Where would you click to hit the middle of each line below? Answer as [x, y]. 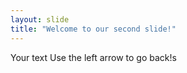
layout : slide [40, 19]
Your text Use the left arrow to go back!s [93, 57]
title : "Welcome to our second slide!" [93, 29]
